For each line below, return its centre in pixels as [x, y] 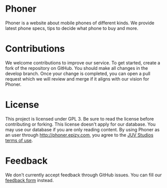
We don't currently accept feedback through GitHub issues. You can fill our [83, 175]
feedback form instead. [30, 180]
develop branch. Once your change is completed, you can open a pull [78, 73]
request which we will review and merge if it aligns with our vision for [77, 79]
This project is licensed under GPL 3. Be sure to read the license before [80, 119]
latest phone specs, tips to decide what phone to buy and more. [72, 28]
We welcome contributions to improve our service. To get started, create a [83, 63]
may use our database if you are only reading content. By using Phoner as [82, 129]
